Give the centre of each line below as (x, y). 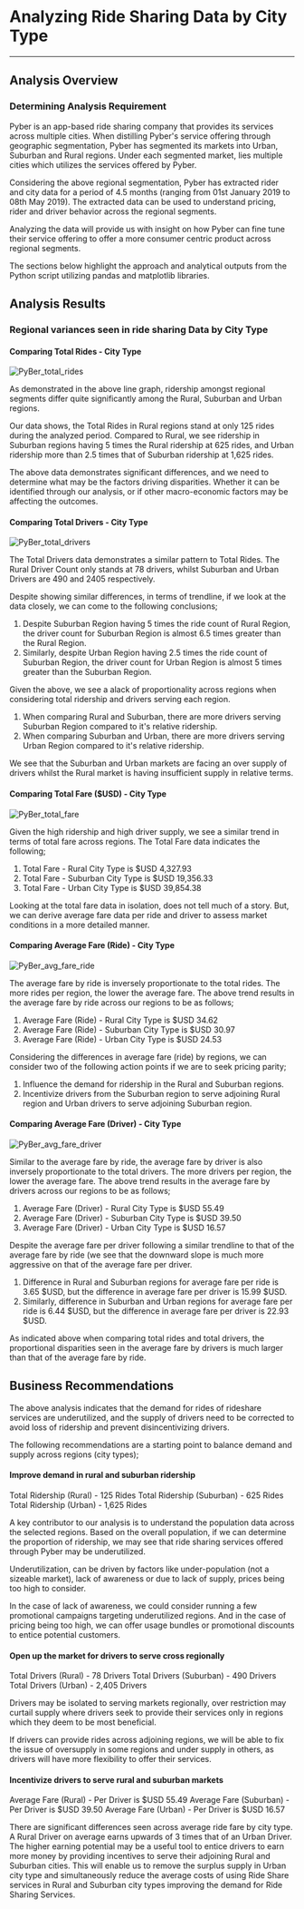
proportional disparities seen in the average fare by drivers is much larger (146, 1347)
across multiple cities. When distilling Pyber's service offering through (140, 136)
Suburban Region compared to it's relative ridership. (120, 727)
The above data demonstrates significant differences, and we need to (139, 473)
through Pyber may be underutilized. (78, 1551)
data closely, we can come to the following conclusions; (114, 606)
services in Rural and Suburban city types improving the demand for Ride (146, 1885)
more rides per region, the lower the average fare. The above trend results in (152, 993)
